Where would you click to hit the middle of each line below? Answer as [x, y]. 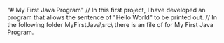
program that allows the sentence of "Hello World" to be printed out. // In [112, 17]
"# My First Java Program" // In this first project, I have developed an [106, 10]
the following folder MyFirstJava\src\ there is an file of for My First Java [110, 25]
